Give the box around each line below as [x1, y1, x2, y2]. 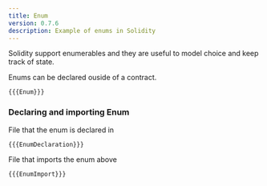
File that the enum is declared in [8, 125, 115, 135]
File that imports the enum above [8, 154, 118, 164]
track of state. [8, 57, 55, 67]
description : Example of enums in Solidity [8, 26, 156, 34]
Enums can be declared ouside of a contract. [8, 73, 157, 83]
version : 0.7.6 [8, 19, 59, 27]
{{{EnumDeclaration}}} [8, 140, 84, 148]
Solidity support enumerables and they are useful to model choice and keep [8, 49, 259, 59]
